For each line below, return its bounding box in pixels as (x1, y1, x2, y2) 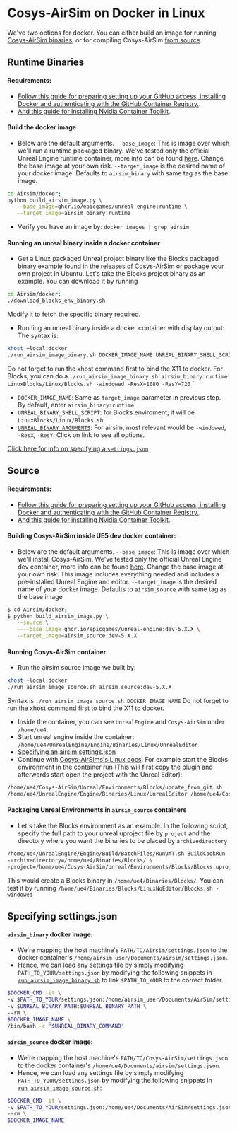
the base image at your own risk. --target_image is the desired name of (17, 161, 226, 170)
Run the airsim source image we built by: (17, 663, 136, 672)
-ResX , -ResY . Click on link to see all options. (17, 430, 145, 439)
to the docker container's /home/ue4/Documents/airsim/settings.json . (17, 1061, 221, 1069)
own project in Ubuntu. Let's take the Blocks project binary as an (17, 269, 206, 278)
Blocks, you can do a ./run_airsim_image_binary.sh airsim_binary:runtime (7, 371, 228, 380)
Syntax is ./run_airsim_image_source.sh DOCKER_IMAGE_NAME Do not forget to (7, 697, 229, 705)
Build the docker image (7, 123, 76, 132)
